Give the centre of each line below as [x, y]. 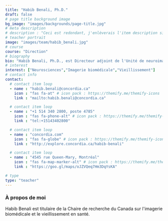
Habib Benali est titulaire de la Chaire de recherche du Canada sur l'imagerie [84, 209]
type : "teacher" [22, 180]
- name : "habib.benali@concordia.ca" [50, 89]
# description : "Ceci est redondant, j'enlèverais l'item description [81, 33]
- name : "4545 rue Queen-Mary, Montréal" [54, 158]
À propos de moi [25, 198]
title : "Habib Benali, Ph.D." [37, 10]
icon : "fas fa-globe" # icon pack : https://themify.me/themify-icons [90, 139]
